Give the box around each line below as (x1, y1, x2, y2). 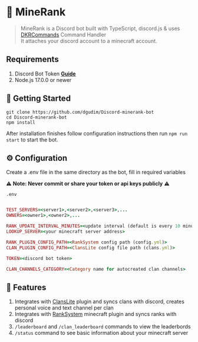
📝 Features (6, 282, 47, 292)
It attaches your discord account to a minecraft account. (20, 37, 157, 44)
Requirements (6, 54, 59, 64)
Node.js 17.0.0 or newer (14, 76, 72, 83)
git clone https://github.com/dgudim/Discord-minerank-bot (6, 109, 154, 115)
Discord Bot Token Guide (14, 70, 76, 77)
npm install (6, 119, 35, 126)
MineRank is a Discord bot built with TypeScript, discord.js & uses (20, 25, 180, 32)
